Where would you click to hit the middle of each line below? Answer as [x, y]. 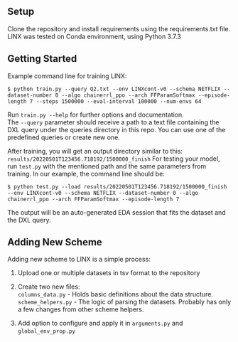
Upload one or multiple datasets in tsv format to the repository [109, 273]
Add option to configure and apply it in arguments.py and [100, 324]
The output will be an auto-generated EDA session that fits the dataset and [117, 212]
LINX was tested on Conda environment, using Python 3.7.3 [94, 36]
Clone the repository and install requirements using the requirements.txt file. [119, 28]
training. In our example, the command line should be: [86, 173]
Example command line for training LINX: [67, 76]
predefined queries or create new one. [64, 137]
